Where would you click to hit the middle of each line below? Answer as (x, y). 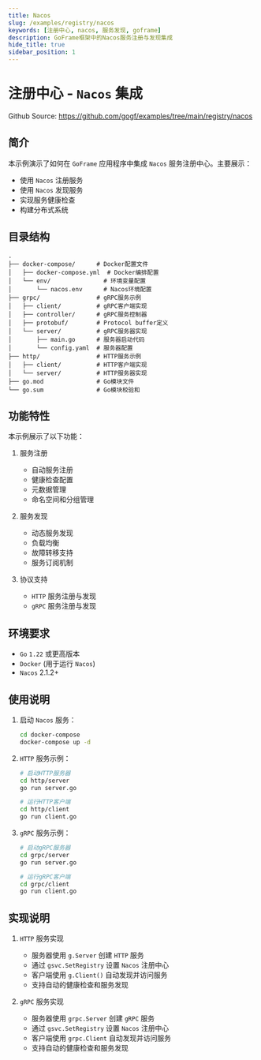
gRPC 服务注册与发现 (64, 606)
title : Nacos (30, 15)
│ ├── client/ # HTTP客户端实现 (78, 365)
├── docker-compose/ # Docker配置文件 (78, 264)
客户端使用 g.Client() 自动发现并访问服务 (99, 975)
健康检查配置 (52, 480)
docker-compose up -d (55, 742)
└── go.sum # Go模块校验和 (74, 390)
